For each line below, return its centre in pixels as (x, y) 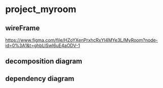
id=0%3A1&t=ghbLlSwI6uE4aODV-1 (43, 46)
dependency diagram (40, 79)
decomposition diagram (44, 61)
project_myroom (41, 9)
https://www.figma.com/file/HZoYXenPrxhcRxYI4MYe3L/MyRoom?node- (82, 40)
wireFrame (23, 28)
